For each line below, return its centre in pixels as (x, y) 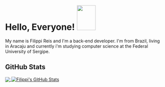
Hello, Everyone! (40, 27)
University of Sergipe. (27, 51)
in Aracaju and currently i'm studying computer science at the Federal (77, 46)
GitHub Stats (25, 67)
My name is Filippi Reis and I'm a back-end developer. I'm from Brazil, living (82, 41)
